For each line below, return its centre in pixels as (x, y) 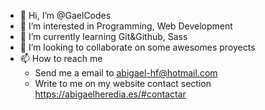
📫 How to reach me (61, 58)
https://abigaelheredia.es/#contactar (110, 94)
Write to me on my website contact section (123, 83)
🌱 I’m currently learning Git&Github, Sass (103, 36)
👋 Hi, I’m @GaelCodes (65, 15)
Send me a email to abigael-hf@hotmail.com (126, 73)
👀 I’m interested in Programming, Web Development (126, 26)
